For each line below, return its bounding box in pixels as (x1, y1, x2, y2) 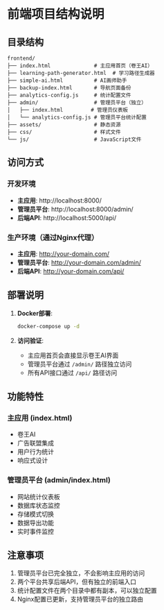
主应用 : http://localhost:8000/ (17, 196, 102, 205)
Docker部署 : (17, 309, 53, 317)
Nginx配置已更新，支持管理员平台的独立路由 (17, 595, 144, 604)
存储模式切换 (17, 509, 54, 518)
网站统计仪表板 (17, 492, 60, 500)
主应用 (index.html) (7, 413, 73, 423)
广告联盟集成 (17, 439, 54, 448)
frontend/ (7, 55, 36, 62)
